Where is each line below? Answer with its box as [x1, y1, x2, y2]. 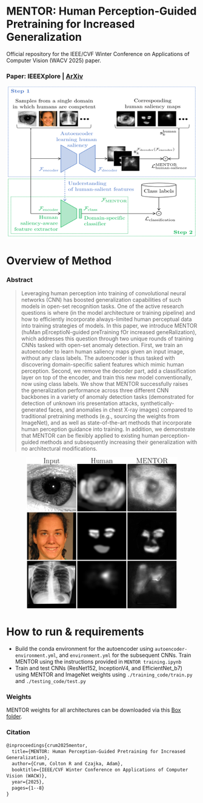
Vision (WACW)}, [6, 773, 47, 779]
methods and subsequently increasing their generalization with [40, 438, 198, 446]
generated [21, 406, 47, 413]
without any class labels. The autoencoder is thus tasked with [21, 354, 176, 362]
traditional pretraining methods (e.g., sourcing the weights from [21, 412, 180, 419]
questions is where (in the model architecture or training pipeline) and [21, 309, 196, 316]
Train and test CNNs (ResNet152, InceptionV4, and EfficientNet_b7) [15, 664, 183, 672]
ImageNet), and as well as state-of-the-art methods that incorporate [21, 419, 192, 426]
